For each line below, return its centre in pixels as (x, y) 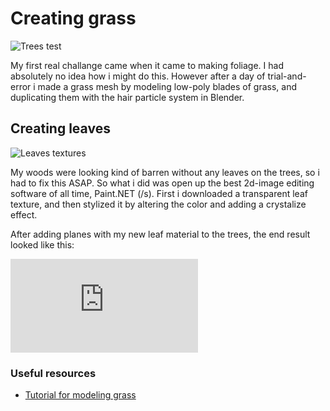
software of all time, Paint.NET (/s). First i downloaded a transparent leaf (159, 193)
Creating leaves (60, 128)
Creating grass (73, 18)
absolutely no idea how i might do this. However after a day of (138, 76)
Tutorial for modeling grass (80, 395)
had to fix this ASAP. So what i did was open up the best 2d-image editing (162, 183)
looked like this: (42, 244)
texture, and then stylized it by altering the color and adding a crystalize (158, 204)
